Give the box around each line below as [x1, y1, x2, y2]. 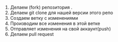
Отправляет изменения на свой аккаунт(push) [10, 26, 111, 32]
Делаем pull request [10, 31, 54, 37]
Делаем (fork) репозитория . [10, 5, 73, 10]
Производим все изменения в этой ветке [10, 20, 100, 26]
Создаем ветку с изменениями [10, 15, 78, 21]
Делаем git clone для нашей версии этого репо [10, 10, 113, 16]
